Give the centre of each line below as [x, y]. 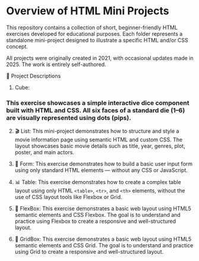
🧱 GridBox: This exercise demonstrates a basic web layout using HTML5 [103, 239]
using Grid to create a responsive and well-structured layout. [89, 252]
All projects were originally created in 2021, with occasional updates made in [100, 58]
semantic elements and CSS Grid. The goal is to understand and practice [104, 246]
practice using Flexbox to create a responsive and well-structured [95, 221]
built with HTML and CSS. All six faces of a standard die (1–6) [96, 110]
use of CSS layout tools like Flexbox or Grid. [69, 197]
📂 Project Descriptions [34, 76]
